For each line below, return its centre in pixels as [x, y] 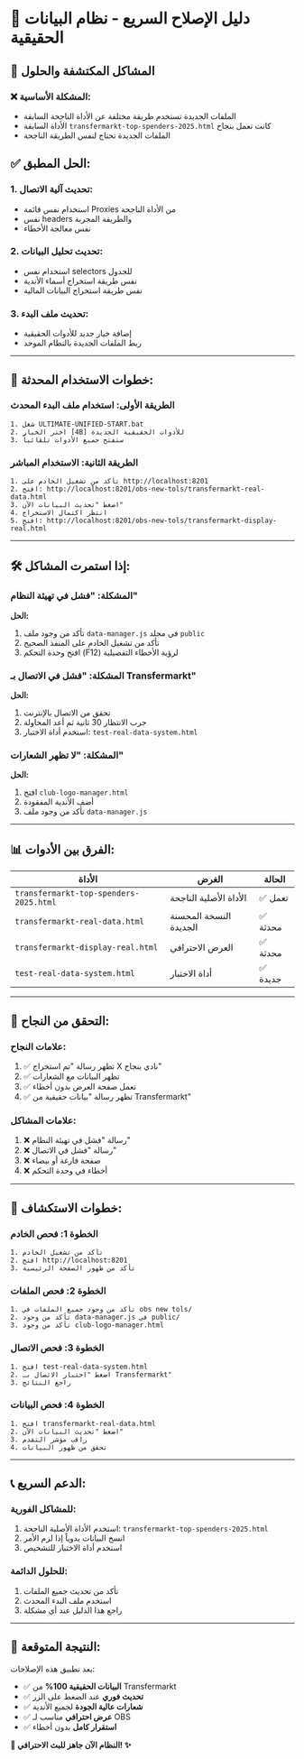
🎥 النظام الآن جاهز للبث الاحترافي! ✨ [71, 1745]
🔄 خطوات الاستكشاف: [66, 1208]
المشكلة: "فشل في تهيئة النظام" [74, 596]
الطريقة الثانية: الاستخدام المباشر [74, 462]
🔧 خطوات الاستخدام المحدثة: [82, 379]
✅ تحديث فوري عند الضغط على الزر [83, 1696]
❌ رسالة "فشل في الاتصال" [70, 1150]
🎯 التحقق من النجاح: [60, 1021]
